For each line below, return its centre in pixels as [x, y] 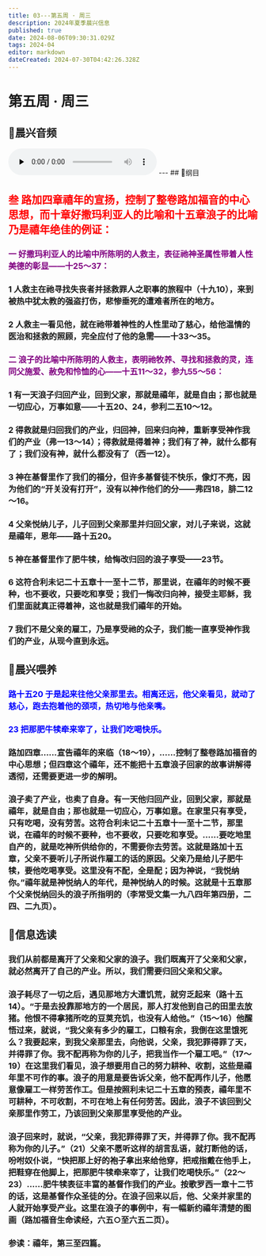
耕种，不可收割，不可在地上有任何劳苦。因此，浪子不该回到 [130, 1101]
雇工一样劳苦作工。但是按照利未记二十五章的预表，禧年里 [134, 1089]
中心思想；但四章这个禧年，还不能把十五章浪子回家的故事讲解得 [130, 764]
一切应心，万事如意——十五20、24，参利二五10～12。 [113, 407]
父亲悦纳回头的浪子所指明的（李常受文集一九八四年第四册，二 [134, 894]
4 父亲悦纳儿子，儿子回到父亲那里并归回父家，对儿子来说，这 [125, 524]
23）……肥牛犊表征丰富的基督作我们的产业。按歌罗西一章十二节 [131, 1184]
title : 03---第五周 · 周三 [49, 15]
